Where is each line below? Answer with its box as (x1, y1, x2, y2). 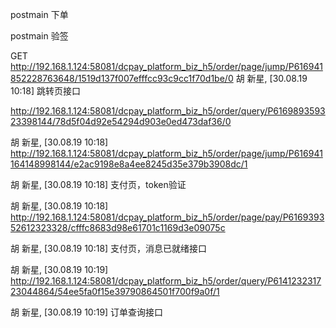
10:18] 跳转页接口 (10, 85, 81, 97)
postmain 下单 (10, 9, 69, 20)
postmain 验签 (10, 30, 69, 42)
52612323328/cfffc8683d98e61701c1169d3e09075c (10, 222, 226, 233)
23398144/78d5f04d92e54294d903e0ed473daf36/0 (10, 116, 232, 127)
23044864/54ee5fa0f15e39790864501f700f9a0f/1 (10, 286, 220, 297)
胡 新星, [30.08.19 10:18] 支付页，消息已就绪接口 (10, 243, 208, 254)
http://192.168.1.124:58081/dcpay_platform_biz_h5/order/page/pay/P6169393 (10, 211, 325, 223)
